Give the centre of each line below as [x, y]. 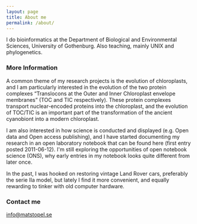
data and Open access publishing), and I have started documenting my [93, 136]
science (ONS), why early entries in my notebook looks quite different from [98, 155]
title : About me [26, 17]
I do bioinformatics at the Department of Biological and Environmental [92, 40]
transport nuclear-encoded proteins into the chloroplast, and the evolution [97, 106]
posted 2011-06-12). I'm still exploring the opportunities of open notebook [97, 149]
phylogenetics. [24, 52]
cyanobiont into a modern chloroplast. [53, 119]
